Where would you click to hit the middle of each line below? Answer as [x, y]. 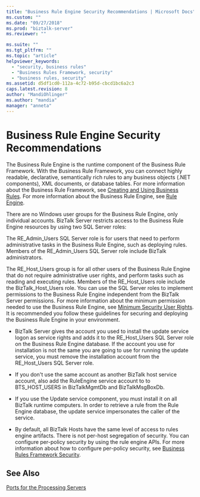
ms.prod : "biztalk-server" [40, 28]
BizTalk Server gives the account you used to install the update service [102, 331]
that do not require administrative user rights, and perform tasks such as [95, 275]
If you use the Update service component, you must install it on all [96, 399]
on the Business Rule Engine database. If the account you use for [95, 344]
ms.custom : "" [24, 17]
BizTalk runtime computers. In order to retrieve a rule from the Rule [97, 405]
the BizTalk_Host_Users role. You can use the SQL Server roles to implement [100, 288]
